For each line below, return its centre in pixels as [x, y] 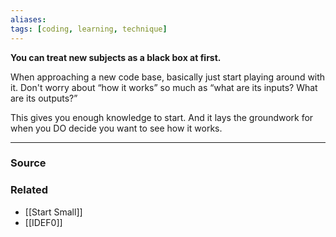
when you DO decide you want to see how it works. [116, 128]
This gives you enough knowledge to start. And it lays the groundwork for [162, 117]
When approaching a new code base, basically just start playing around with [168, 77]
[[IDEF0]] [43, 222]
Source [28, 163]
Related [29, 190]
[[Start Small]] [53, 212]
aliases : [28, 19]
